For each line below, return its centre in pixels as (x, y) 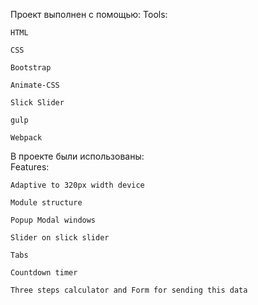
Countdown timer (44, 273)
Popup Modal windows (53, 220)
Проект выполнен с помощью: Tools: (89, 14)
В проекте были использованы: (77, 156)
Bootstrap (31, 68)
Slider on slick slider (60, 238)
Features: (30, 167)
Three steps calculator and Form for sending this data (129, 290)
